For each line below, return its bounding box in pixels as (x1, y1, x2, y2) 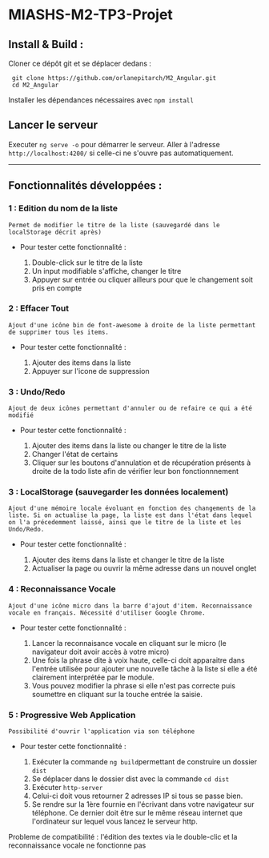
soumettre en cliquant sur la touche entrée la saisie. (31, 689, 203, 699)
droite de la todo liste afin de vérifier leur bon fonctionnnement (31, 467, 239, 476)
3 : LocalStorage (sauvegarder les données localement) (8, 487, 229, 498)
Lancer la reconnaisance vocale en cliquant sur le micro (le (31, 638, 227, 648)
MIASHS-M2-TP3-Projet (8, 6, 174, 24)
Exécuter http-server (31, 782, 103, 792)
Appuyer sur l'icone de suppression (31, 366, 150, 375)
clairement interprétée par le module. (31, 672, 155, 682)
